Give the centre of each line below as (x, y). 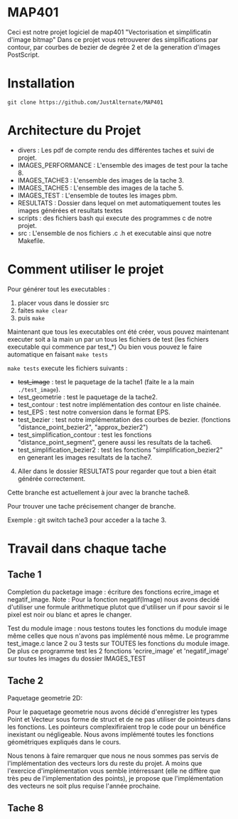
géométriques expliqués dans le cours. (64, 742)
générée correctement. (52, 478)
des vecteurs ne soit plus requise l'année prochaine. (84, 786)
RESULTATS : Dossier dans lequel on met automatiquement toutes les (119, 202)
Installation (41, 83)
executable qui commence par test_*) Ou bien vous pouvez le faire (105, 347)
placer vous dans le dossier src (64, 303)
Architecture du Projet (74, 130)
